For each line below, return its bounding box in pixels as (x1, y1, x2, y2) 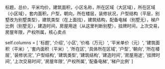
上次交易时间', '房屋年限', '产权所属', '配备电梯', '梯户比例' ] (14, 59, 133, 64)
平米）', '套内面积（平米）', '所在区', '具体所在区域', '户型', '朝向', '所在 (13, 46, 156, 52)
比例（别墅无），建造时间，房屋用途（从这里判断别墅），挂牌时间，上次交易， (5, 23, 162, 29)
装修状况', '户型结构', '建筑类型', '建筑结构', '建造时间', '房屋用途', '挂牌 (14, 52, 156, 58)
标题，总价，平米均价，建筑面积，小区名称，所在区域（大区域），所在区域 (5, 4, 156, 10)
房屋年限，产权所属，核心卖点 (5, 29, 66, 35)
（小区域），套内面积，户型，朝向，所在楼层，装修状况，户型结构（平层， (5, 10, 156, 16)
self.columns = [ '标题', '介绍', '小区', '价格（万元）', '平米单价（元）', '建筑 (5, 40, 156, 46)
